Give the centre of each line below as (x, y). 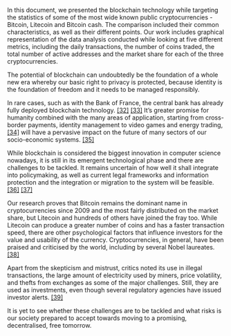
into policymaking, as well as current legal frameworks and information (108, 175)
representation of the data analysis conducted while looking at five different (115, 39)
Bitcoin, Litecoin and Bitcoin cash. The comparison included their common (113, 25)
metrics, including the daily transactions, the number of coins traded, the (111, 47)
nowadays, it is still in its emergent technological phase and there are (105, 160)
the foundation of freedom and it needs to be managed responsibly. (103, 90)
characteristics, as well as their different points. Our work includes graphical (116, 32)
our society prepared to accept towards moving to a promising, (97, 318)
